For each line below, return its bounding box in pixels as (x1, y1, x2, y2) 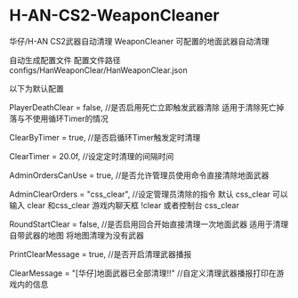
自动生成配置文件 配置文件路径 (9, 54, 121, 65)
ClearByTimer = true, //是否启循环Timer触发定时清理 (9, 132, 201, 142)
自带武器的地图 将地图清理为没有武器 (9, 230, 144, 240)
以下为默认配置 (9, 83, 64, 93)
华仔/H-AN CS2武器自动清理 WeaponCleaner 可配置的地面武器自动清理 (9, 36, 270, 46)
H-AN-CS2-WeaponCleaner (9, 5, 220, 26)
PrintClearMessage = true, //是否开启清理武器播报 (9, 248, 192, 259)
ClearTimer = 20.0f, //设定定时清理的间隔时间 (9, 150, 174, 161)
